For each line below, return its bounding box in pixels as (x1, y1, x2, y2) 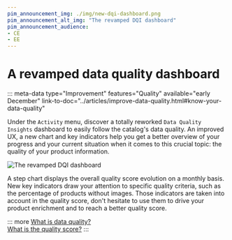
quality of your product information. (7, 147, 110, 156)
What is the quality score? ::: (7, 225, 89, 234)
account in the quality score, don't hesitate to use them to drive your (7, 197, 205, 205)
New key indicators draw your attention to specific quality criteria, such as (7, 182, 222, 190)
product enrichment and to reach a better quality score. (7, 204, 168, 213)
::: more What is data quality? (7, 218, 92, 226)
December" (7, 97, 41, 105)
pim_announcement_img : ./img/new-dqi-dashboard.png (7, 10, 161, 17)
